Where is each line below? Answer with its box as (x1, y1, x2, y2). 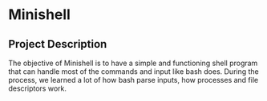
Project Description (8, 37, 107, 51)
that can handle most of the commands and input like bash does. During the (8, 67, 259, 76)
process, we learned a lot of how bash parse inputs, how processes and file (8, 76, 259, 84)
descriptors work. (8, 84, 67, 93)
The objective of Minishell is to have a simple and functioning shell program (8, 58, 258, 68)
